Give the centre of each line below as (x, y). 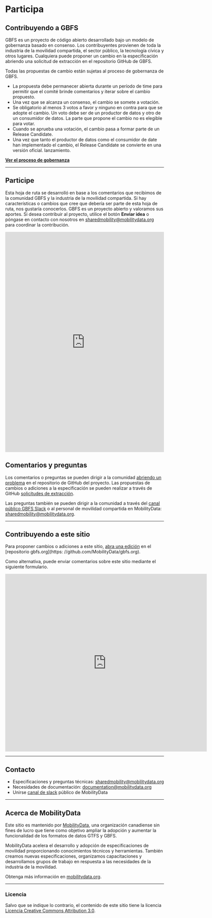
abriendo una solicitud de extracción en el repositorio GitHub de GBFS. (79, 61)
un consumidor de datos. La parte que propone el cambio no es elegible (87, 118)
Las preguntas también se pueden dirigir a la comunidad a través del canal (83, 503)
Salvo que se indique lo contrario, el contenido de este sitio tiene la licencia (83, 905)
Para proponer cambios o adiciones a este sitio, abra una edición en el (78, 547)
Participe (20, 180)
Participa (25, 9)
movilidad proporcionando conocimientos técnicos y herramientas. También (84, 851)
